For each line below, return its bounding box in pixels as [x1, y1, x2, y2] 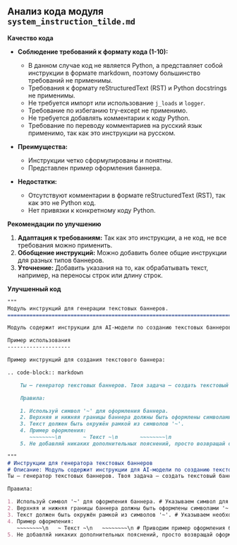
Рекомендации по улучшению [7, 219, 102, 228]
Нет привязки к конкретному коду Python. [28, 206, 156, 214]
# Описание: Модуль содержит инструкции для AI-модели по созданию [7, 466, 210, 473]
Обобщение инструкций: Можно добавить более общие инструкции [17, 248, 227, 257]
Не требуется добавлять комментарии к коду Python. [28, 113, 190, 122]
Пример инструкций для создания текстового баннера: [7, 356, 166, 363]
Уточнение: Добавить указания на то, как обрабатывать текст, [17, 263, 209, 271]
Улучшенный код [7, 284, 61, 293]
